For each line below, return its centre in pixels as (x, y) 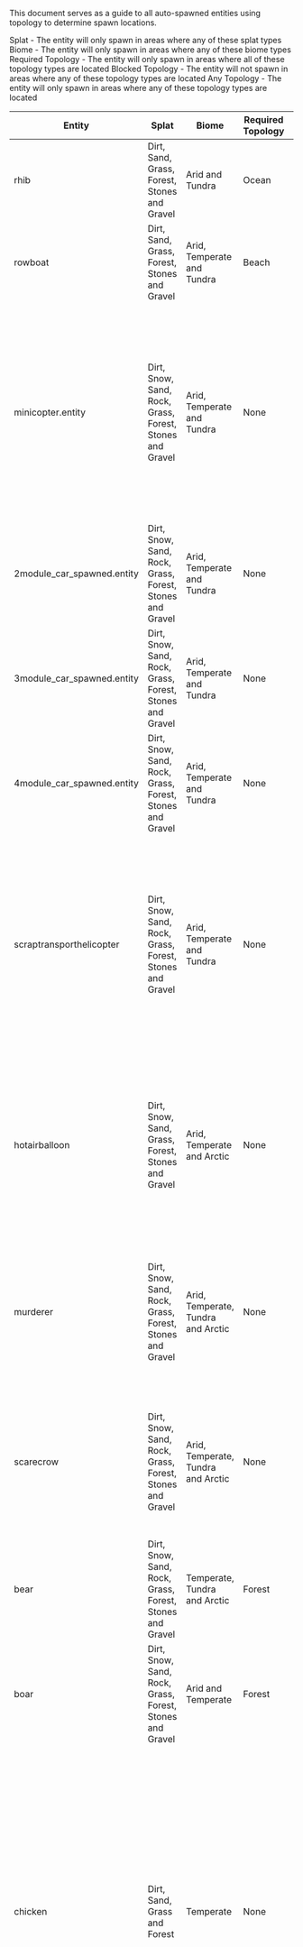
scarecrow (37, 1462)
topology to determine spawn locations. (83, 23)
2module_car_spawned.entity (77, 574)
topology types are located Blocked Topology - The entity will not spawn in (149, 69)
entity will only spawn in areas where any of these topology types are (138, 88)
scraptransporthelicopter (67, 944)
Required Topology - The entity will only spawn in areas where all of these (147, 59)
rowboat (32, 262)
